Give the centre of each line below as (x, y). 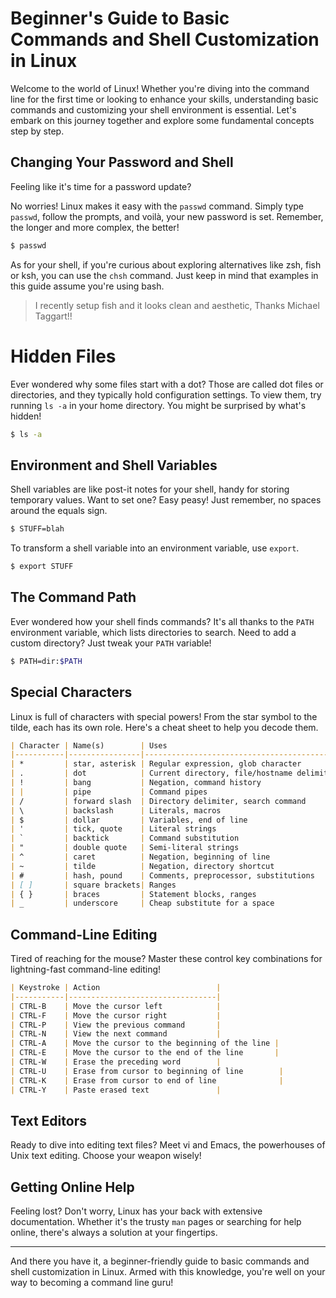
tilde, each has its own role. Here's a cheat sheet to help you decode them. (164, 727)
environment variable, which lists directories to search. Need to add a (153, 632)
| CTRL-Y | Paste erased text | (116, 1090)
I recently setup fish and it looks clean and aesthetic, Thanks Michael (177, 305)
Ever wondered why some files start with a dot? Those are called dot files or (167, 384)
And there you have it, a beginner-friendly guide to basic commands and (160, 1261)
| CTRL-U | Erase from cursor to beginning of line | (147, 1071)
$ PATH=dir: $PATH (46, 661)
